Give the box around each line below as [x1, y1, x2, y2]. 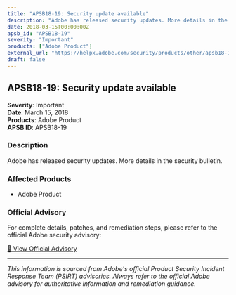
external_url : [7, 50, 49, 57]
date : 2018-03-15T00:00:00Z [7, 23, 90, 30]
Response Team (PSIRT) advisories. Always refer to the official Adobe [7, 272, 211, 281]
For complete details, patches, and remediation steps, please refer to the [7, 223, 218, 232]
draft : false [7, 56, 46, 63]
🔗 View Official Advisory [7, 244, 77, 253]
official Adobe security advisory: [7, 231, 102, 240]
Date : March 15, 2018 [7, 108, 69, 117]
